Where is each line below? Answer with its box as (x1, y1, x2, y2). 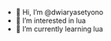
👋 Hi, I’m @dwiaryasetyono (15, 8, 104, 17)
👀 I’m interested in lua (15, 16, 87, 25)
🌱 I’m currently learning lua (15, 24, 104, 33)
